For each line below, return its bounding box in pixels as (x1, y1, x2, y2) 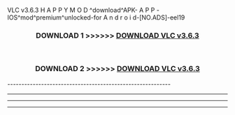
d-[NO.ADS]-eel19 (132, 13, 185, 22)
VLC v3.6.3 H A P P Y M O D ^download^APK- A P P (7, 6, 155, 14)
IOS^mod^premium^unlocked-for (7, 13, 102, 22)
